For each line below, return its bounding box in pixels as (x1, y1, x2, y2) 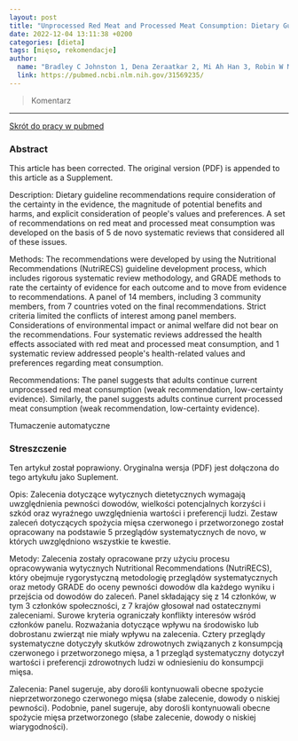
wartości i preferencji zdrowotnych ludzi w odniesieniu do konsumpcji (9, 658, 264, 668)
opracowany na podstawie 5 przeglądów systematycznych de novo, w (9, 527, 267, 538)
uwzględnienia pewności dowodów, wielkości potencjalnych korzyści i (9, 499, 266, 509)
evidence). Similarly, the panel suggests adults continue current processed (9, 394, 283, 405)
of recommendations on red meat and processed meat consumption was (9, 218, 276, 229)
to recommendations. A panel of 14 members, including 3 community (9, 292, 262, 303)
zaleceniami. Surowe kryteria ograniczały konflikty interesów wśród (9, 610, 256, 621)
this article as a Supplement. (9, 172, 114, 183)
